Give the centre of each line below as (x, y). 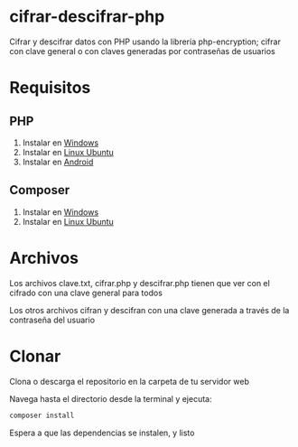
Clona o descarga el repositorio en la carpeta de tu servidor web (130, 381)
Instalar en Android (58, 162)
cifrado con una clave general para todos (86, 293)
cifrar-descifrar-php (87, 17)
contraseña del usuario (52, 320)
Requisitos (50, 88)
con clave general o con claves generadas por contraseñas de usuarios (142, 51)
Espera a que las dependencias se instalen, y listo (102, 433)
